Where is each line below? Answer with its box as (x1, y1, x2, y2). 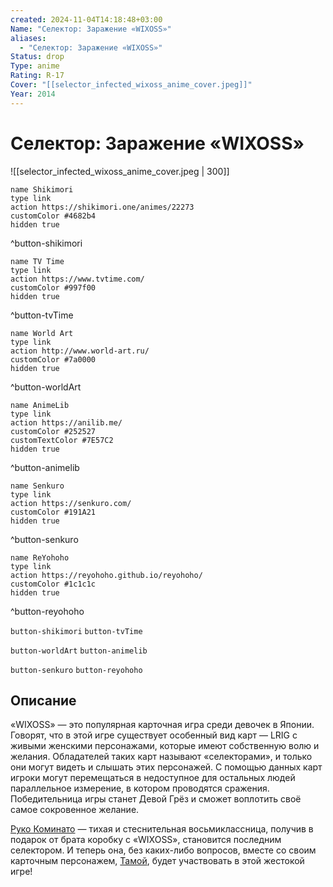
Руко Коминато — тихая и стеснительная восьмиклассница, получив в (10, 823, 314, 835)
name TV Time (10, 256, 65, 266)
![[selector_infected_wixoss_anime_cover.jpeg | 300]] (10, 165, 230, 177)
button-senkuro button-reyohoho (10, 665, 143, 675)
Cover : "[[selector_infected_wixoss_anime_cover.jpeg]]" (10, 80, 253, 90)
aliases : (10, 33, 47, 43)
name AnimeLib (10, 400, 70, 410)
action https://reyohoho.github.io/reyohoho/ (10, 570, 203, 580)
